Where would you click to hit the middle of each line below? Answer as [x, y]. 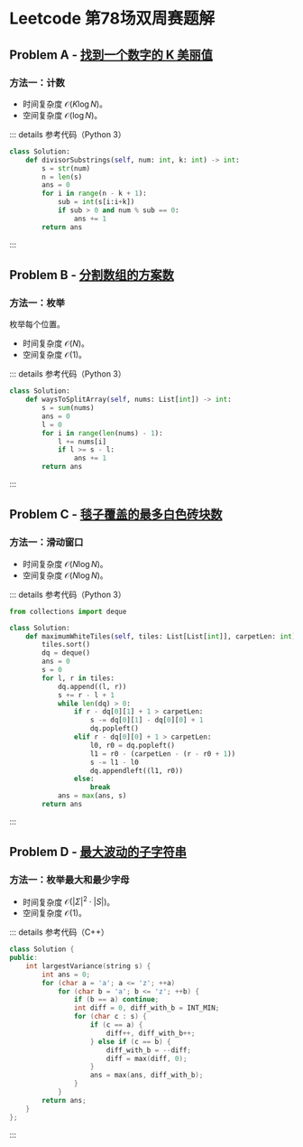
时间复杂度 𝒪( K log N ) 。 [65, 104]
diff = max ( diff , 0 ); [147, 1058]
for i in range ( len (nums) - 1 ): [103, 433]
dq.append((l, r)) [92, 686]
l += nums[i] [82, 442]
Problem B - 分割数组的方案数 [92, 275]
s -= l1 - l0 [115, 762]
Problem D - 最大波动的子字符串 [98, 852]
